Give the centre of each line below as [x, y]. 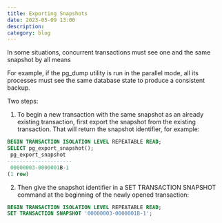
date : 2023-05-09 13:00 [41, 20]
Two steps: [23, 101]
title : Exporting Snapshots [48, 13]
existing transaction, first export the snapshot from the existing [107, 122]
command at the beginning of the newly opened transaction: [103, 195]
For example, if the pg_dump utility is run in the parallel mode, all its [103, 73]
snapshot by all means [39, 60]
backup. [19, 88]
